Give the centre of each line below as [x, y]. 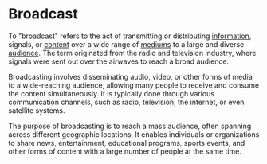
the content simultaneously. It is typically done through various [112, 93]
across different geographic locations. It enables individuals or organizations [134, 134]
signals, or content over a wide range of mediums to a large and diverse [126, 44]
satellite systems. [37, 110]
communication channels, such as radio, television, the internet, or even [126, 102]
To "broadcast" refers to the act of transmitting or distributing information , [130, 36]
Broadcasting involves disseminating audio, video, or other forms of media [130, 76]
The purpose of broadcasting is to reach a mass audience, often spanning [130, 126]
